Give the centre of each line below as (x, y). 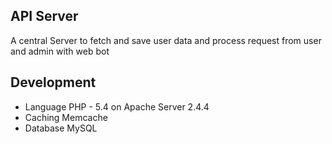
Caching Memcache (66, 117)
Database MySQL (61, 128)
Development (53, 82)
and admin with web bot (60, 51)
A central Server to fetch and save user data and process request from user (166, 40)
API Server (44, 16)
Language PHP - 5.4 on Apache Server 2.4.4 (117, 106)
